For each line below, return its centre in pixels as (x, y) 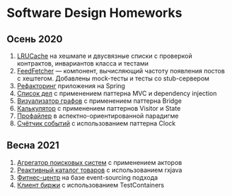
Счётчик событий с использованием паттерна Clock (96, 123)
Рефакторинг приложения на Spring (71, 86)
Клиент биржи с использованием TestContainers (90, 185)
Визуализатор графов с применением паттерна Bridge (99, 101)
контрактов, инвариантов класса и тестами (83, 63)
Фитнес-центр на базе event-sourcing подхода (87, 177)
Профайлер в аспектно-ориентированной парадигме (98, 116)
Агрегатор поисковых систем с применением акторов (99, 162)
